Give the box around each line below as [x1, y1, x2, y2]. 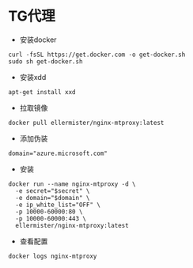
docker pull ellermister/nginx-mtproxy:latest [8, 119, 165, 126]
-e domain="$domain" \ [15, 194, 90, 202]
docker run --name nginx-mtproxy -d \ [8, 179, 136, 188]
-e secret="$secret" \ [15, 187, 90, 194]
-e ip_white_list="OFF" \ [15, 201, 101, 209]
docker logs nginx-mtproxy [8, 252, 97, 260]
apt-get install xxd [8, 88, 77, 96]
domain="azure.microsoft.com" [8, 149, 108, 157]
